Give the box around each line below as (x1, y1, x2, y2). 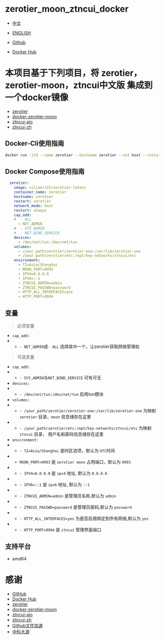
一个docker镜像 (5, 92, 68, 103)
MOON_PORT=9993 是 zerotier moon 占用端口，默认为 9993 (19, 459, 131, 465)
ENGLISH (12, 30, 31, 36)
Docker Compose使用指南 (5, 167, 85, 175)
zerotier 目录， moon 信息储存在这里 (19, 414, 91, 420)
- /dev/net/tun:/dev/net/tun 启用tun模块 (19, 391, 103, 397)
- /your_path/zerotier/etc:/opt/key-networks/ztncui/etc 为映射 (19, 425, 152, 431)
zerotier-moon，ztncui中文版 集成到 (5, 80, 153, 91)
